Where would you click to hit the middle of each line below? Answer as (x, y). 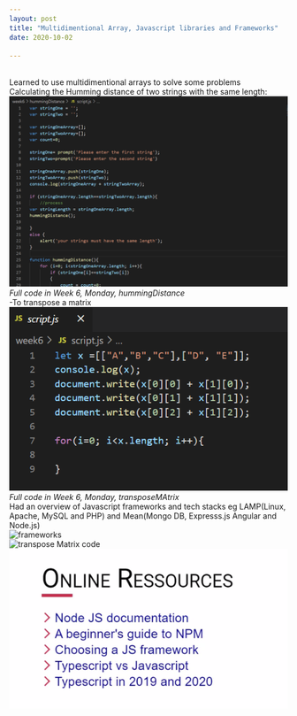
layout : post (33, 19)
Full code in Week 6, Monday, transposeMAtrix (94, 497)
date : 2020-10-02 (41, 37)
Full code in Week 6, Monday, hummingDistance (97, 293)
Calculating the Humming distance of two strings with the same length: (138, 92)
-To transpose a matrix (50, 302)
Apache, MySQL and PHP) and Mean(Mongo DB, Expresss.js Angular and (143, 516)
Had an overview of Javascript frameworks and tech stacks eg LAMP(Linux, (148, 507)
